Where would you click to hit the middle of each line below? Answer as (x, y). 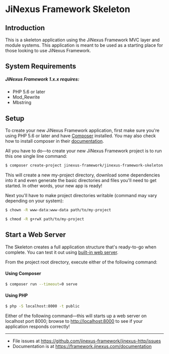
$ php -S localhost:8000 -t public (43, 306)
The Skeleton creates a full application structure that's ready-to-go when (81, 247)
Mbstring (22, 103)
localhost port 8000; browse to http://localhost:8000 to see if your (74, 321)
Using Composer (23, 274)
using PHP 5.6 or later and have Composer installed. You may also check (80, 136)
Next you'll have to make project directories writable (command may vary (81, 196)
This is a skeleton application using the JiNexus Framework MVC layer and (82, 40)
